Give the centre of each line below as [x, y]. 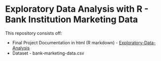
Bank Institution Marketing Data [72, 19]
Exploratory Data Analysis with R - [77, 9]
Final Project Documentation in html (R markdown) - [65, 42]
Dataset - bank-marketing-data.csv [48, 53]
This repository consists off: [34, 33]
